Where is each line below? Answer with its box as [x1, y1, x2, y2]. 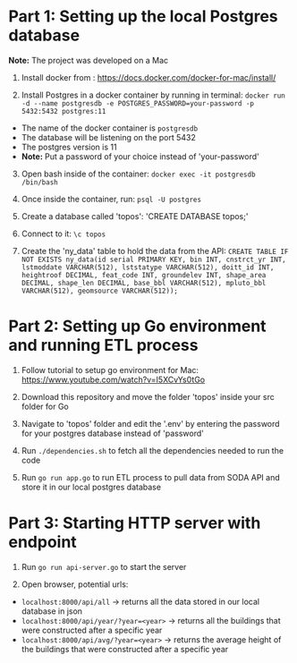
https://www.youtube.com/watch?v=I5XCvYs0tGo [21, 374, 206, 385]
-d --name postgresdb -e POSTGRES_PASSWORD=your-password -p [21, 98, 255, 108]
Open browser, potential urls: [21, 579, 129, 590]
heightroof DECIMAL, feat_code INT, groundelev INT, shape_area [21, 270, 267, 279]
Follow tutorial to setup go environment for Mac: [21, 364, 199, 375]
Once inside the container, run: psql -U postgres [21, 193, 202, 204]
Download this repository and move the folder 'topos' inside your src [21, 391, 275, 402]
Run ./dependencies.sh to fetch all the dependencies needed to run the [21, 445, 284, 455]
